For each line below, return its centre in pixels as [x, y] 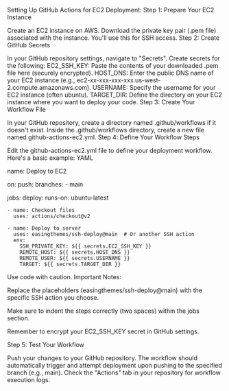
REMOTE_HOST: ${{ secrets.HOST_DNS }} [75, 252]
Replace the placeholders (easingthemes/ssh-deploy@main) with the [105, 290]
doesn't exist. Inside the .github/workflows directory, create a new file [106, 130]
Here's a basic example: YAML [50, 158]
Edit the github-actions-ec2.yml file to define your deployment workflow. [110, 151]
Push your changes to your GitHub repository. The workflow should [102, 358]
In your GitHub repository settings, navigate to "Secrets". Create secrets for [114, 58]
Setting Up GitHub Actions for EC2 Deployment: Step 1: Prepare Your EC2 [111, 10]
